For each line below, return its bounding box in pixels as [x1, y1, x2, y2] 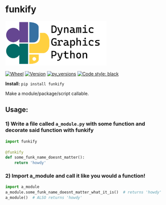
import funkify [5, 139, 37, 144]
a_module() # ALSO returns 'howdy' [5, 195, 82, 200]
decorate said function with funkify [5, 127, 94, 134]
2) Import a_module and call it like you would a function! [5, 173, 146, 180]
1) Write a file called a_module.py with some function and [5, 120, 145, 127]
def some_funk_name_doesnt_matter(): [5, 155, 85, 160]
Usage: [5, 105, 29, 114]
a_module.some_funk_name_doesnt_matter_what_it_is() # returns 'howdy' [5, 190, 162, 195]
